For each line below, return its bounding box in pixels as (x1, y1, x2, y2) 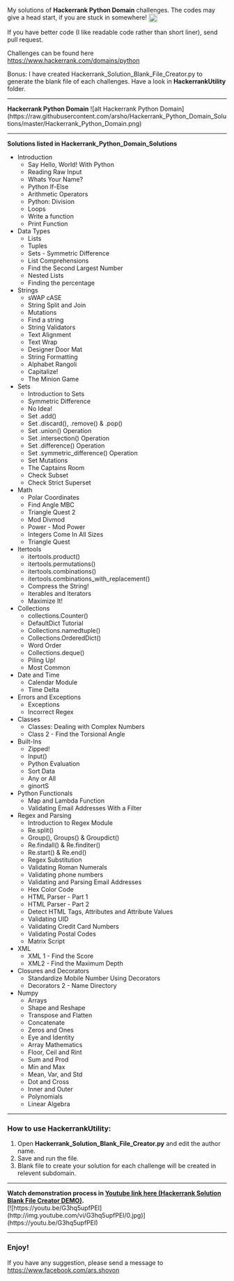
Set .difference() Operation (27, 441, 105, 450)
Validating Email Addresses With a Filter (27, 804, 142, 812)
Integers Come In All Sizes (27, 531, 104, 539)
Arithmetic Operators (27, 190, 88, 198)
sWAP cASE (27, 294, 62, 302)
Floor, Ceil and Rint (27, 1048, 82, 1057)
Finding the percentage (27, 278, 95, 288)
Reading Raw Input (27, 168, 82, 176)
